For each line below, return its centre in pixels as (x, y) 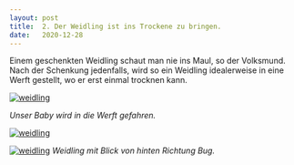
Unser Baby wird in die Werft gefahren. (83, 116)
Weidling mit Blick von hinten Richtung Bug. (133, 150)
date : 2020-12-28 (46, 35)
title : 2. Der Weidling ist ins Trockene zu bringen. (116, 26)
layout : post (34, 18)
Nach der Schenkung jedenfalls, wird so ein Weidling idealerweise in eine (147, 70)
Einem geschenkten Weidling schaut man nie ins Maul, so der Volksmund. (148, 61)
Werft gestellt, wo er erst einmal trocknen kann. (99, 80)
